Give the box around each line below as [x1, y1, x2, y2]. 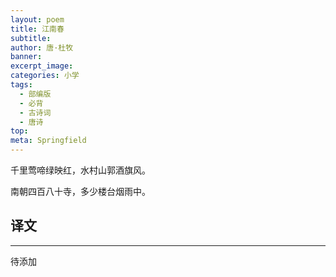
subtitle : [10, 33, 52, 43]
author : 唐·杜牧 [10, 42, 74, 53]
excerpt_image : [10, 61, 74, 71]
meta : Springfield [10, 136, 87, 146]
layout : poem [10, 14, 65, 25]
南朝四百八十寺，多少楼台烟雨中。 [10, 186, 151, 197]
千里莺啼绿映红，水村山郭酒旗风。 [10, 164, 151, 176]
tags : [10, 80, 33, 90]
